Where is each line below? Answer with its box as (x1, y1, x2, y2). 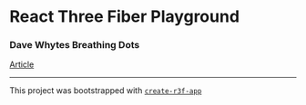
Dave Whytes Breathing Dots (9, 39, 140, 52)
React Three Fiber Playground (9, 6, 240, 27)
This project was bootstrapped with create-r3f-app (9, 85, 202, 96)
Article (9, 59, 35, 70)
